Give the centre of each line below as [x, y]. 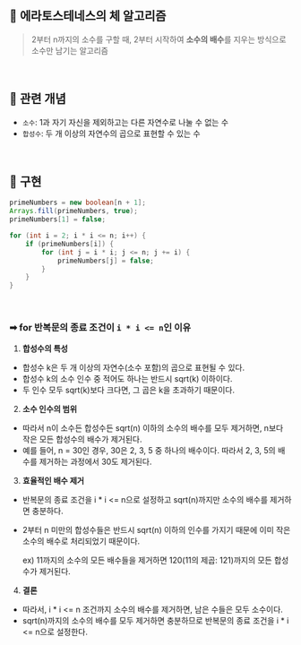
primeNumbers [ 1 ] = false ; [57, 219]
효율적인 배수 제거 [53, 481]
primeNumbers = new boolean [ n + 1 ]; [77, 203]
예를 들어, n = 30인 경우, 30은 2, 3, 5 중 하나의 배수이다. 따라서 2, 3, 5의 [149, 451]
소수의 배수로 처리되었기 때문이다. [81, 541]
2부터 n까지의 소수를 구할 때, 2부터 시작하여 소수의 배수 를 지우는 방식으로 [159, 39]
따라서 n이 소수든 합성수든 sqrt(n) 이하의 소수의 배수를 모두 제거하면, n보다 [153, 428]
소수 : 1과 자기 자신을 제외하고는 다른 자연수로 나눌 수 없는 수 [125, 122]
